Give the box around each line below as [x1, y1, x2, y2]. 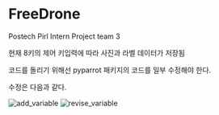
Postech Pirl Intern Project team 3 [8, 31, 120, 41]
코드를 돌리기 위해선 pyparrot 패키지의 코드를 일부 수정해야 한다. [8, 65, 212, 75]
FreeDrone [8, 5, 81, 23]
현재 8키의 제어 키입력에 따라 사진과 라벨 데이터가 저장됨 [8, 47, 186, 57]
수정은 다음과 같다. [8, 82, 67, 92]
